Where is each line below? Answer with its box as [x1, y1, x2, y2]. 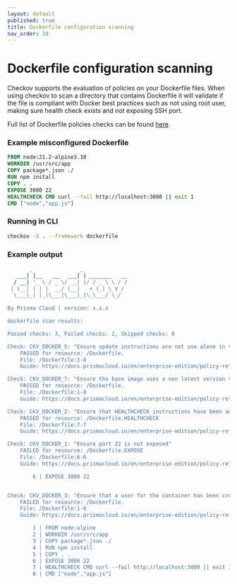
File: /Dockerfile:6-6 [20, 454, 87, 461]
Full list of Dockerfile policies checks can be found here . [7, 120, 171, 129]
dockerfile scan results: [7, 317, 83, 325]
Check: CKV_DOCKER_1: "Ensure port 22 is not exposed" [7, 440, 172, 448]
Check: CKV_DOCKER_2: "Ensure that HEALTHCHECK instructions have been [7, 408, 222, 415]
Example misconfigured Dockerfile [7, 138, 129, 148]
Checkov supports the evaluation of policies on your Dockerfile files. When [7, 84, 225, 93]
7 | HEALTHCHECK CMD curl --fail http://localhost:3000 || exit [32, 563, 226, 571]
